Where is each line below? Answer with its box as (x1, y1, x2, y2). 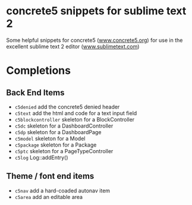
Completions (6, 64, 71, 77)
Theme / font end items (6, 171, 95, 181)
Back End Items (6, 88, 65, 98)
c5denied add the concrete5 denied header (14, 103, 120, 110)
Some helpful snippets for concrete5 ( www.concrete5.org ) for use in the (6, 36, 183, 44)
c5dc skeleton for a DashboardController (14, 122, 114, 129)
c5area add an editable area (14, 193, 83, 200)
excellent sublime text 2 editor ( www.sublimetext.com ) (6, 43, 140, 50)
